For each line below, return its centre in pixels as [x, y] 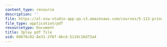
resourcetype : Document [30, 28]
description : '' [22, 14]
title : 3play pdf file [29, 32]
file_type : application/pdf [34, 23]
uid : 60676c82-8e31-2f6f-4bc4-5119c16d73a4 [51, 37]
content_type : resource [30, 10]
